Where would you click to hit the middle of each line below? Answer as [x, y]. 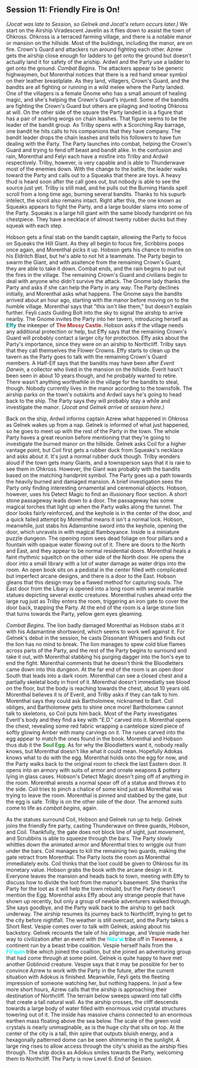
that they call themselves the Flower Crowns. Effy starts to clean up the [93, 350]
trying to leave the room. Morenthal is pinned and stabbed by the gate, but [97, 795]
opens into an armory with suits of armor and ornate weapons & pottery [93, 770]
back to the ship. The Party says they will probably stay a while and [88, 401]
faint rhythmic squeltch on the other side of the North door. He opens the [95, 557]
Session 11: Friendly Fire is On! [63, 10]
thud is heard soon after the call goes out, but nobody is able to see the [93, 181]
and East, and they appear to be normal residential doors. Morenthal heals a [98, 551]
